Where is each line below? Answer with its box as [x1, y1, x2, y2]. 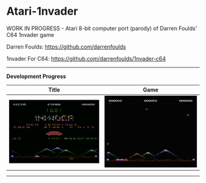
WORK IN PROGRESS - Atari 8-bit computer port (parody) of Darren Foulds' [6, 25, 197, 32]
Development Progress [6, 72, 66, 80]
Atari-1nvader [6, 4, 78, 18]
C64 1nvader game [6, 31, 55, 38]
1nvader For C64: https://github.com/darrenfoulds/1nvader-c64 [6, 55, 166, 62]
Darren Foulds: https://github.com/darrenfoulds [6, 43, 126, 50]
